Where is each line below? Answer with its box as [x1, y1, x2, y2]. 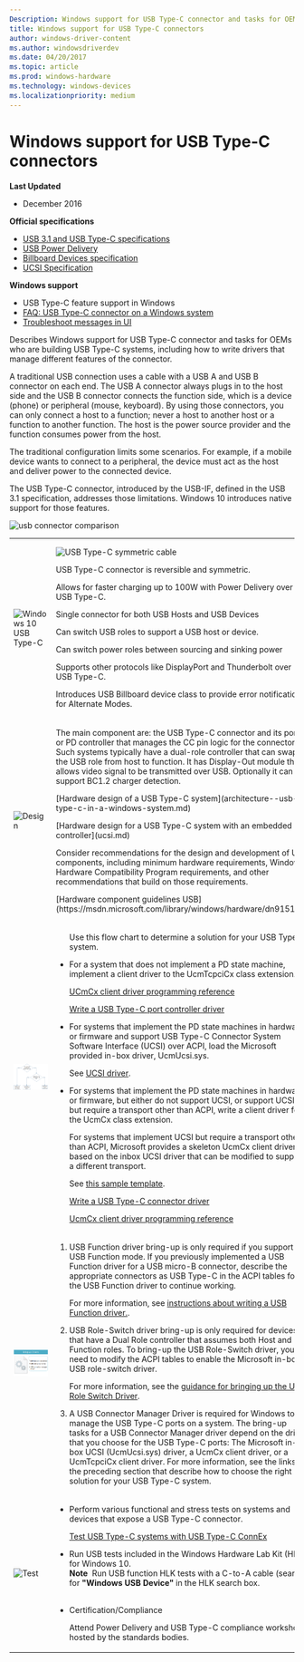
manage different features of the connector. [9, 353, 173, 364]
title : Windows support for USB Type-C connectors [9, 24, 204, 34]
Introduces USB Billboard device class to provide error [55, 689, 258, 700]
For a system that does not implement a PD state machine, [69, 959, 286, 970]
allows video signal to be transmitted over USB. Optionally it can [55, 766, 294, 777]
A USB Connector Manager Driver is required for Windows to [69, 1408, 296, 1419]
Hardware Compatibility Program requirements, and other [55, 866, 270, 877]
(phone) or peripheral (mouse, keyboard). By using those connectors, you [9, 400, 285, 411]
